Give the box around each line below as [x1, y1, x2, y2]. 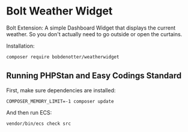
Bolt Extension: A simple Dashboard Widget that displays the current [6, 24, 176, 31]
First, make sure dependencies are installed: [6, 86, 116, 94]
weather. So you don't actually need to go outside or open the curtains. [6, 30, 183, 37]
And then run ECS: [6, 108, 52, 116]
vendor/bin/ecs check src [6, 121, 71, 127]
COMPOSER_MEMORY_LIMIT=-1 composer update [6, 98, 114, 104]
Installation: [6, 42, 35, 49]
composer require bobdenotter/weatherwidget [6, 54, 120, 60]
